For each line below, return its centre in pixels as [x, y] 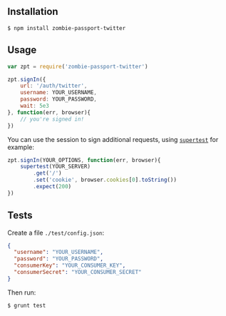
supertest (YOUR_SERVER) [56, 167]
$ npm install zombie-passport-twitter [67, 28]
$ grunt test [27, 305]
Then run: [22, 292]
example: [21, 147]
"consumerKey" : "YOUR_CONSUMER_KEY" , [70, 266]
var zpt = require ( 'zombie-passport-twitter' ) [78, 66]
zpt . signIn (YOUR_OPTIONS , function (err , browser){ [84, 160]
